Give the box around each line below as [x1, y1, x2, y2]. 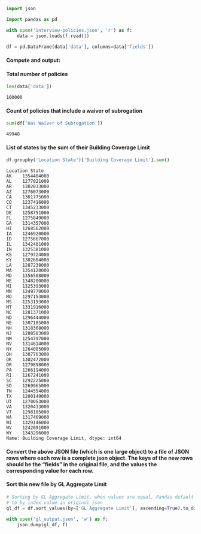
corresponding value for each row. [6, 467, 94, 474]
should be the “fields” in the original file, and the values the [6, 460, 157, 467]
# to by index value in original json [6, 499, 103, 506]
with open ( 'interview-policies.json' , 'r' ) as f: [6, 27, 133, 33]
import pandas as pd [6, 16, 58, 22]
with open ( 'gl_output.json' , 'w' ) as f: [6, 516, 109, 522]
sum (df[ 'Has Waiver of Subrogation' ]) [6, 120, 103, 126]
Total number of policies [6, 70, 68, 77]
